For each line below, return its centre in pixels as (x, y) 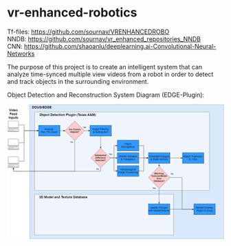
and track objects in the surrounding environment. (78, 81)
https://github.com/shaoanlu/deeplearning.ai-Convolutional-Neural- (120, 46)
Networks (21, 54)
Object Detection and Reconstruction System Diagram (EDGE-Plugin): (106, 95)
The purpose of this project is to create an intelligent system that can (105, 67)
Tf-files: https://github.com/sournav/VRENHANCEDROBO (88, 32)
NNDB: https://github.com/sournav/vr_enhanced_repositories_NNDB (104, 38)
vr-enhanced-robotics (72, 13)
